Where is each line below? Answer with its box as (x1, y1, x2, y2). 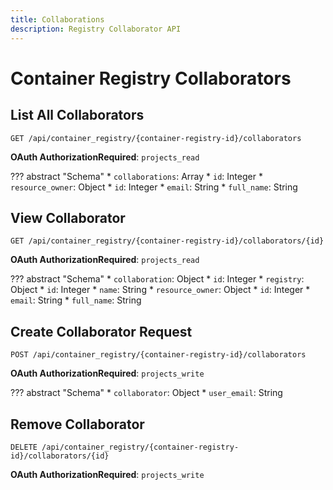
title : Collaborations (10, 14, 105, 25)
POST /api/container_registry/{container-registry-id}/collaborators (10, 350, 307, 360)
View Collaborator (10, 209, 126, 226)
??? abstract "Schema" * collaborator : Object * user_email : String (10, 387, 283, 399)
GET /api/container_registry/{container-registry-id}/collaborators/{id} (10, 236, 325, 246)
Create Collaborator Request (10, 323, 193, 340)
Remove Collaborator (10, 416, 145, 433)
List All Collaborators (10, 107, 145, 124)
